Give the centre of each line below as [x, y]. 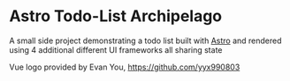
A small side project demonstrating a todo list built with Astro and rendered [145, 40]
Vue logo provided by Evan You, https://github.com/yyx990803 [125, 67]
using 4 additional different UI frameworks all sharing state [116, 49]
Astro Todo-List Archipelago [116, 16]
